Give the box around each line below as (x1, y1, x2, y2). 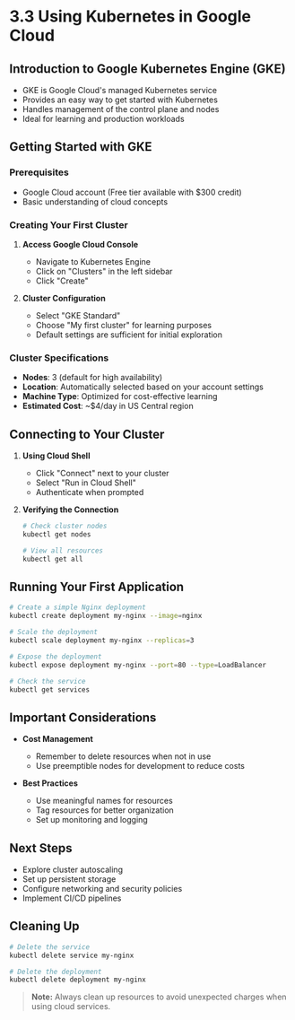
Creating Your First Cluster (9, 218, 128, 231)
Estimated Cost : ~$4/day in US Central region (22, 401, 195, 412)
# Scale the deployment (9, 628, 99, 637)
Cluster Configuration (22, 292, 106, 303)
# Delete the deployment (9, 967, 102, 976)
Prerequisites (9, 166, 69, 179)
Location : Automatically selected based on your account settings (22, 381, 265, 392)
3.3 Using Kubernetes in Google (9, 6, 252, 27)
